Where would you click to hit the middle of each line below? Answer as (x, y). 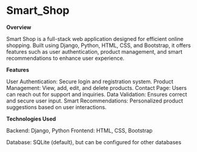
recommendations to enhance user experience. (65, 58)
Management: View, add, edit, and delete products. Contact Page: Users (96, 87)
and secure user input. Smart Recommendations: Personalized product (95, 101)
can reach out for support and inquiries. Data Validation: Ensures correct (97, 94)
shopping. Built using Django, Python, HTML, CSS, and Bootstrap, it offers (98, 45)
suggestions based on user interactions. (57, 107)
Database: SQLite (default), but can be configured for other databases (94, 142)
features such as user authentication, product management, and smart (95, 51)
